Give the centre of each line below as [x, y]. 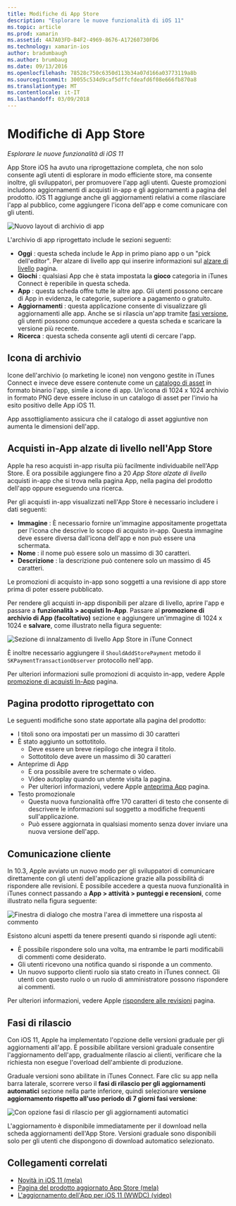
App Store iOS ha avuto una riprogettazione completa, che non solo [105, 167]
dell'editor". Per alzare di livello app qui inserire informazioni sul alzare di [123, 261]
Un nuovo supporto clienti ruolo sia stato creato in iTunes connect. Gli [119, 972]
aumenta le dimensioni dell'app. [54, 426]
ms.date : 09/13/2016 [38, 66]
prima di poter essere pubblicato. [55, 589]
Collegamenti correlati [57, 1163]
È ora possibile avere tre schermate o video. [92, 772]
